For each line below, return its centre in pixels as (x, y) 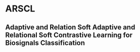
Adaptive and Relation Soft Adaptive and (70, 27)
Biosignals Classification (45, 43)
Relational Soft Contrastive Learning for (69, 35)
